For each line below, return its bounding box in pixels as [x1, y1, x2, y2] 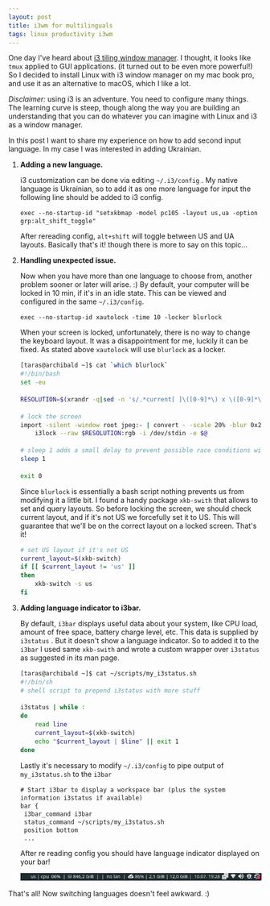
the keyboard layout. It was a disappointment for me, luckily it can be [19, 336, 249, 346]
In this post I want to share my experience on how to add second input [8, 135, 242, 145]
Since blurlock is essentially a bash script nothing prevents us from [19, 486, 245, 496]
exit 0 [19, 472, 43, 480]
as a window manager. [8, 120, 83, 130]
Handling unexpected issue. [19, 256, 117, 265]
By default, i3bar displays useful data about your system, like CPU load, [19, 618, 259, 628]
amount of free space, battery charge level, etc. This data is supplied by [19, 627, 259, 637]
